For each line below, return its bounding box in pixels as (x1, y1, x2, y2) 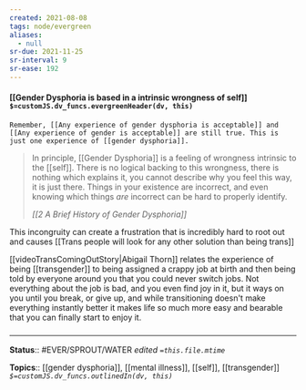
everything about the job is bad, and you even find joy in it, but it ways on (9, 283, 285, 294)
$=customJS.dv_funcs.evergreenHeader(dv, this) (9, 102, 194, 111)
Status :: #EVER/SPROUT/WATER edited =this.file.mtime (9, 344, 226, 355)
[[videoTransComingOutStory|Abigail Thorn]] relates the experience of (9, 254, 275, 265)
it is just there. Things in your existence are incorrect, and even (31, 181, 269, 192)
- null (17, 38, 43, 48)
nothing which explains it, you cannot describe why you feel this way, (31, 172, 293, 183)
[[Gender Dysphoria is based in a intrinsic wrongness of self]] (9, 92, 248, 103)
